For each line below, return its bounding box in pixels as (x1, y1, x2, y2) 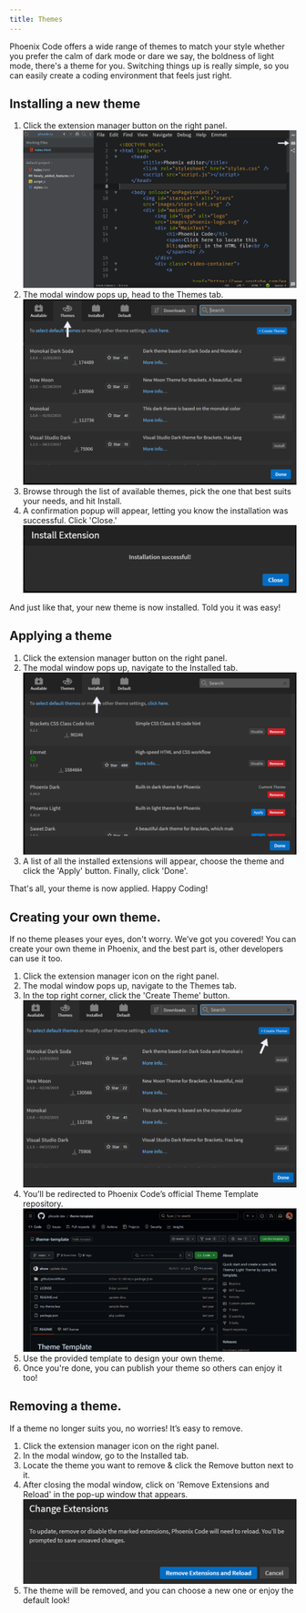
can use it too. (9, 953, 64, 964)
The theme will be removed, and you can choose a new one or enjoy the (22, 1585, 294, 1597)
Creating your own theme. (9, 909, 161, 925)
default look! (22, 1595, 70, 1606)
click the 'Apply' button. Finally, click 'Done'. (22, 866, 189, 877)
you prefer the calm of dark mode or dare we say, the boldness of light (9, 50, 275, 61)
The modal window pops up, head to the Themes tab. (22, 289, 224, 300)
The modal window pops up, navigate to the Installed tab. (22, 662, 239, 673)
